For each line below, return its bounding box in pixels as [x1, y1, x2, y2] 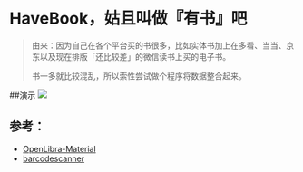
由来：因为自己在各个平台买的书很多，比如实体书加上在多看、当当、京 [31, 40, 295, 51]
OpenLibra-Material [22, 143, 97, 154]
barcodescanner [22, 153, 84, 164]
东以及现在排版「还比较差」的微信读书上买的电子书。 [31, 51, 231, 62]
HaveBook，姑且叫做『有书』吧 [9, 8, 248, 29]
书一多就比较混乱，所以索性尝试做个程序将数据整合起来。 [31, 70, 247, 81]
